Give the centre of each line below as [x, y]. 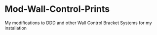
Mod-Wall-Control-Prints [57, 9]
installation [16, 28]
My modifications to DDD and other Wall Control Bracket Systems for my [78, 23]
